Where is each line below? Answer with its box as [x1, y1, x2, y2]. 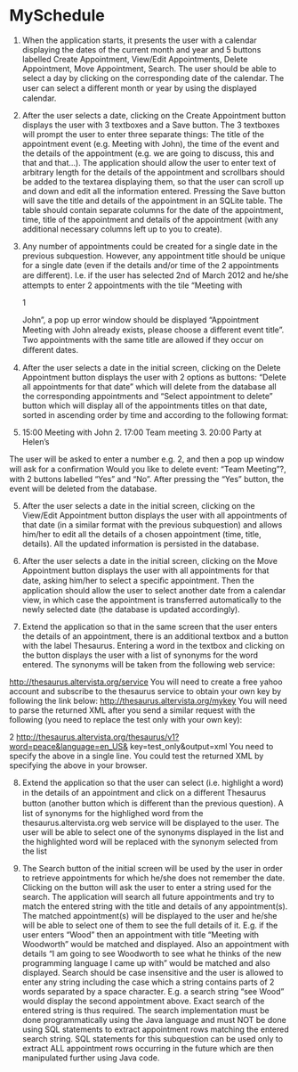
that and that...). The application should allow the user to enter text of [21, 157, 277, 168]
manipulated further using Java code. [21, 1052, 160, 1063]
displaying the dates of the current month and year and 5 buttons [21, 44, 262, 54]
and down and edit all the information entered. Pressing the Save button [21, 185, 286, 196]
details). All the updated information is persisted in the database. [21, 538, 260, 549]
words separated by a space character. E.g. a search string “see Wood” [21, 986, 285, 996]
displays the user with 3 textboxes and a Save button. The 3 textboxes [21, 119, 280, 130]
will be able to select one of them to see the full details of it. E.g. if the [21, 920, 278, 930]
